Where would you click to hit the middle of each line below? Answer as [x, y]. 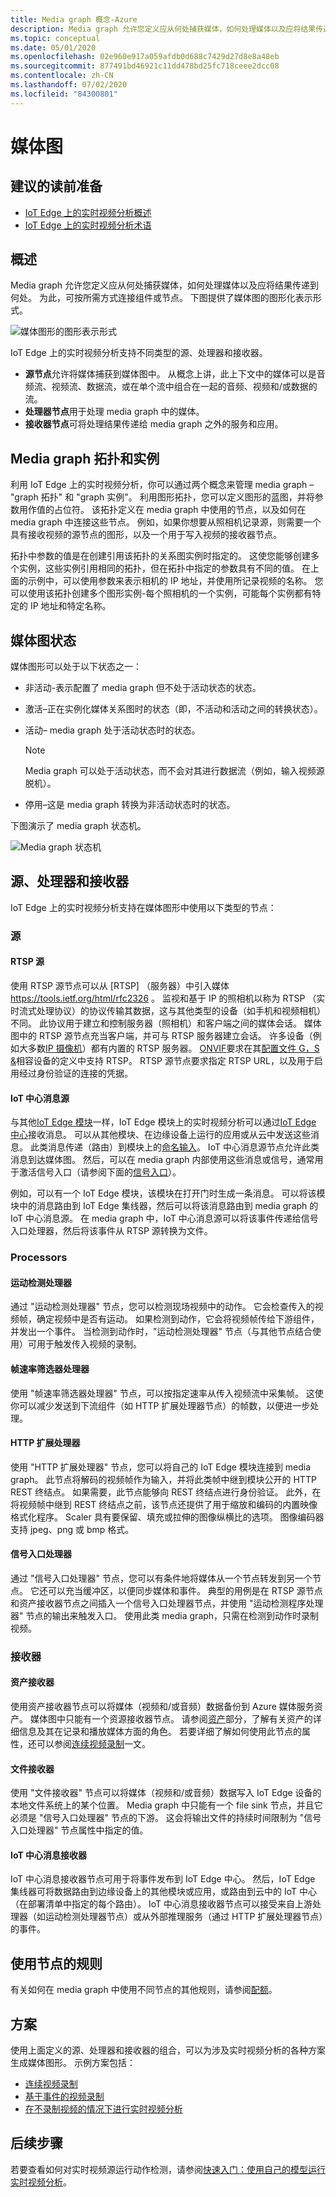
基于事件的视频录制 [64, 2097]
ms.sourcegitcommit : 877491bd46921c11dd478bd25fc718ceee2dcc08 [145, 66]
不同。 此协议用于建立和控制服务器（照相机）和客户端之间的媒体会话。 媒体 [166, 1023]
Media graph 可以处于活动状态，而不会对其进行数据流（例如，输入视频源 [174, 771]
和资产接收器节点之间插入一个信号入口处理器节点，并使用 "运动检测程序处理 [167, 1603]
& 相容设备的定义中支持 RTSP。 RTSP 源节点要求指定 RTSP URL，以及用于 [162, 1060]
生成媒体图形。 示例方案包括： [73, 2063]
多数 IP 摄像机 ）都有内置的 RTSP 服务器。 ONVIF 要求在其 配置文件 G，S [173, 1048]
